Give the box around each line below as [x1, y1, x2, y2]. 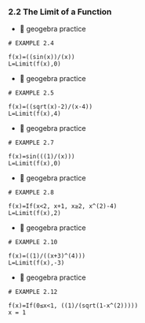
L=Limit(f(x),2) [8, 210, 61, 217]
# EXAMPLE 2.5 [8, 89, 55, 97]
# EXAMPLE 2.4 [8, 39, 55, 47]
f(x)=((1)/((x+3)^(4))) [8, 252, 86, 260]
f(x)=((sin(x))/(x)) [8, 54, 76, 61]
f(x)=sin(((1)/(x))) [8, 153, 76, 161]
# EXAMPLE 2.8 [8, 188, 55, 197]
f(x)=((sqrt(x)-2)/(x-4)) [8, 103, 92, 111]
